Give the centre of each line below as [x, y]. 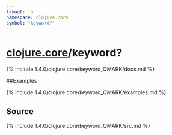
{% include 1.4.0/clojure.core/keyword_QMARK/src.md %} [78, 126]
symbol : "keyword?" [31, 23]
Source [20, 111]
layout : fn [20, 12]
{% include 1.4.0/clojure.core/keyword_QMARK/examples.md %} [86, 92]
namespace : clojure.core [37, 17]
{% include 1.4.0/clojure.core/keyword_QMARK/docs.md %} [81, 69]
